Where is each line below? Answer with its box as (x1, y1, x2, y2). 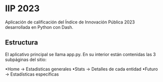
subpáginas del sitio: (5, 57, 47, 62)
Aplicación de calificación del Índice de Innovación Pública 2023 (5, 19, 135, 25)
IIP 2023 (5, 3, 40, 14)
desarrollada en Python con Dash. (5, 24, 74, 30)
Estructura (5, 39, 38, 47)
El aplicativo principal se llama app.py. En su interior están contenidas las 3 (5, 51, 156, 57)
